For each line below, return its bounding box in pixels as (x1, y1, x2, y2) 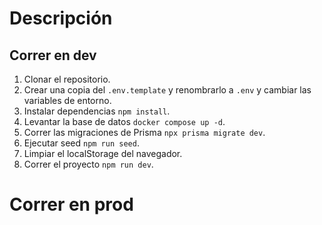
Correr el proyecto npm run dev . (23, 158, 154, 170)
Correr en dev (9, 47, 97, 64)
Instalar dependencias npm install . (23, 105, 171, 117)
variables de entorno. (23, 95, 112, 106)
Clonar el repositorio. (23, 73, 111, 85)
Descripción (9, 7, 113, 30)
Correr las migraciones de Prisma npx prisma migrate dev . (23, 127, 266, 138)
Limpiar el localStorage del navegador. (23, 148, 183, 159)
